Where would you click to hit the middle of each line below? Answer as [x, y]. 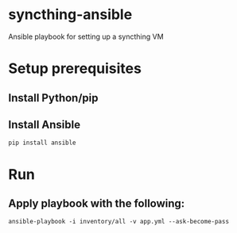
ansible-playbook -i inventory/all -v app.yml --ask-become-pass [118, 222]
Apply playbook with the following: [97, 203]
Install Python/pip [53, 98]
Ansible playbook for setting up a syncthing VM [86, 36]
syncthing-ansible [70, 15]
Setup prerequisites [75, 69]
